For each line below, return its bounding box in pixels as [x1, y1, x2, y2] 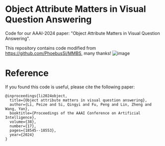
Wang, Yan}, [5, 106, 30, 111]
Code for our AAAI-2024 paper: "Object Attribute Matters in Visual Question [5, 30, 160, 36]
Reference [5, 68, 49, 79]
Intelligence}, [5, 115, 37, 120]
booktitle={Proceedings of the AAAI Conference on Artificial [9, 110, 141, 115]
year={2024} [9, 132, 35, 137]
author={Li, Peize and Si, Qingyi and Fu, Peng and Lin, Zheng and [9, 102, 152, 107]
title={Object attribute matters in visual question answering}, [9, 98, 148, 103]
